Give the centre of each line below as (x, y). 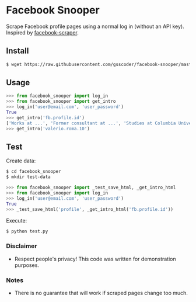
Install (17, 51)
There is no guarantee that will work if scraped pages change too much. (101, 293)
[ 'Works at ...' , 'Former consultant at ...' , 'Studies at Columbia (91, 123)
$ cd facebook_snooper (34, 172)
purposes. (27, 265)
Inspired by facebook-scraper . (42, 32)
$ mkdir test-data (28, 177)
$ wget (14, 64)
